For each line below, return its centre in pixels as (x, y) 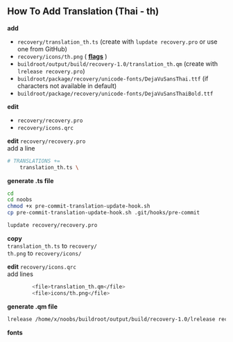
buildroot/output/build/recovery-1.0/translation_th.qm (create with (118, 63)
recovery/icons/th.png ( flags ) (62, 56)
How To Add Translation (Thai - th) (83, 11)
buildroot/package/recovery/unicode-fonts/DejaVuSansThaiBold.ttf (115, 94)
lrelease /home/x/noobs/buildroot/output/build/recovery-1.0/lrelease (111, 319)
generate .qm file (32, 306)
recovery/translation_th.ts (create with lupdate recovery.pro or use (117, 42)
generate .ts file (31, 180)
